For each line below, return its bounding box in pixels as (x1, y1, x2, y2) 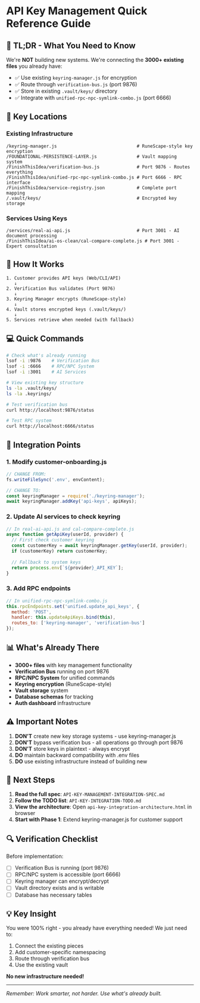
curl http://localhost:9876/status (6, 407, 95, 413)
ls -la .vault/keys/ (6, 385, 58, 391)
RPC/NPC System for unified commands (14, 674, 115, 681)
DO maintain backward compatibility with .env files (14, 751, 140, 758)
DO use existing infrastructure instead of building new (14, 757, 148, 765)
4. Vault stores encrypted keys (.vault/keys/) (6, 306, 127, 312)
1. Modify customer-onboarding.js (6, 457, 107, 466)
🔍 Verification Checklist (6, 834, 98, 844)
